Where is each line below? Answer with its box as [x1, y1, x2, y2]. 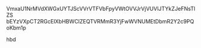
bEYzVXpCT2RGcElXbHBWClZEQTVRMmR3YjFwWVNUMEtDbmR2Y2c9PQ [6, 18, 194, 25]
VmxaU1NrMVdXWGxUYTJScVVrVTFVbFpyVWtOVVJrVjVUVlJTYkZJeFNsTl [6, 5, 196, 12]
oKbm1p [6, 24, 27, 31]
